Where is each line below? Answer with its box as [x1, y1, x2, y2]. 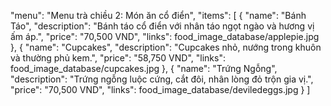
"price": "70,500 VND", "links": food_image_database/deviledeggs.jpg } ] [10, 84, 311, 95]
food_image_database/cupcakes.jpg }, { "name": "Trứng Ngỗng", [10, 63, 278, 74]
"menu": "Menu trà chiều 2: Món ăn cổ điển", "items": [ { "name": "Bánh [10, 10, 307, 21]
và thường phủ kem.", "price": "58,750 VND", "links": [10, 52, 226, 64]
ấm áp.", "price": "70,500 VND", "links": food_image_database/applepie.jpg [10, 31, 320, 42]
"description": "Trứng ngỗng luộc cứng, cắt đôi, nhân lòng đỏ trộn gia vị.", [10, 73, 314, 85]
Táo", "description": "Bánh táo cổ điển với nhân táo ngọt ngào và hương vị [10, 20, 315, 32]
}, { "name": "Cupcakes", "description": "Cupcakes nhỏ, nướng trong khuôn [10, 41, 322, 53]
